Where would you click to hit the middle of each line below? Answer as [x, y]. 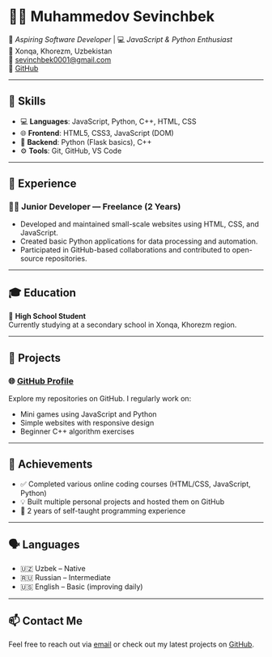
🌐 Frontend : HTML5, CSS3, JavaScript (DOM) [97, 133]
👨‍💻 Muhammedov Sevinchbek [111, 17]
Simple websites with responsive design [87, 422]
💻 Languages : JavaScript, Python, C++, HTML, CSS [108, 121]
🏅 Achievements [51, 464]
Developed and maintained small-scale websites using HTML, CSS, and [139, 224]
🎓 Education [42, 292]
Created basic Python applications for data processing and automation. [139, 241]
